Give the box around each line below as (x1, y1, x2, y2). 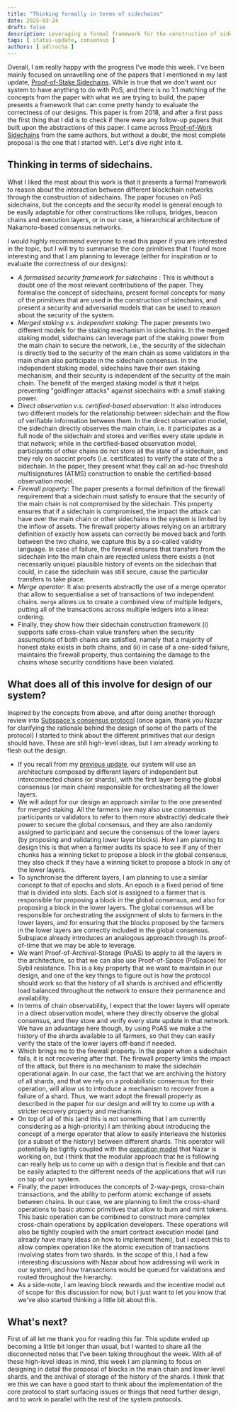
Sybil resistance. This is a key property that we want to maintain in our (17, 963, 223, 972)
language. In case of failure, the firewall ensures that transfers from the (17, 545, 225, 553)
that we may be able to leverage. (40, 941, 137, 949)
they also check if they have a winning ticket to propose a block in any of (17, 858, 231, 866)
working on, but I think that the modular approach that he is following (17, 1152, 220, 1161)
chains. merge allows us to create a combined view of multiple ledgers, (17, 597, 223, 606)
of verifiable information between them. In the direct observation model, (17, 416, 228, 425)
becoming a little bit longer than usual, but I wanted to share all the (7, 1343, 202, 1351)
